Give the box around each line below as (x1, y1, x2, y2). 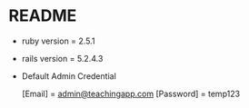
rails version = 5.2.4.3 (21, 53, 104, 64)
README (8, 5, 77, 26)
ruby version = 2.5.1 (21, 35, 95, 46)
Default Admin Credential (21, 70, 117, 82)
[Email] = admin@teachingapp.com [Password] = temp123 (21, 88, 241, 99)
